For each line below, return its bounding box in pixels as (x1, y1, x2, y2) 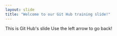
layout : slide (5, 7, 35, 12)
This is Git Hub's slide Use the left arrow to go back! (5, 25, 112, 31)
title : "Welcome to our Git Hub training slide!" (5, 12, 111, 17)
